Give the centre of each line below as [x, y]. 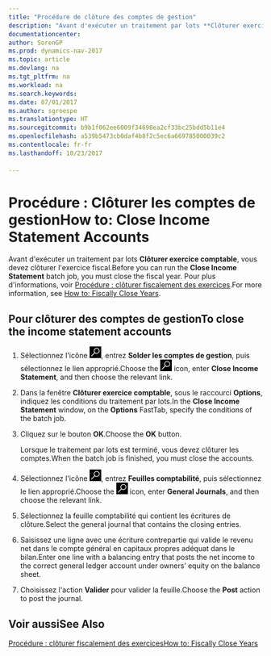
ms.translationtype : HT [48, 119]
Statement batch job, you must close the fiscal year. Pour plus [112, 276]
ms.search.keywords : [43, 94]
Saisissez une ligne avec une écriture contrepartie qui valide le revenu [137, 540]
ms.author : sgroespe [43, 111]
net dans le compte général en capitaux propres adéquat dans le [127, 549]
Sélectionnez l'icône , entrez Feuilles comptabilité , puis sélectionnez [141, 478]
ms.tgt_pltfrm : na [39, 77]
